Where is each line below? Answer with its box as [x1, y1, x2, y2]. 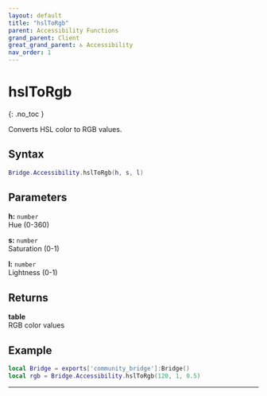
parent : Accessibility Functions [8, 26, 119, 34]
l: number [8, 259, 37, 269]
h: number [8, 212, 39, 221]
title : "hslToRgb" [8, 19, 69, 27]
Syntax [8, 148, 44, 161]
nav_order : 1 [8, 49, 52, 56]
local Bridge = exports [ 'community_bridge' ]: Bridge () [8, 365, 191, 373]
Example [8, 344, 52, 357]
